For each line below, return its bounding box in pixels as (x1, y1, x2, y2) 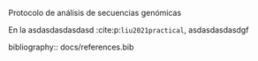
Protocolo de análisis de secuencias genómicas (8, 8, 182, 18)
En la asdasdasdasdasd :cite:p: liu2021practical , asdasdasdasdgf (8, 25, 249, 34)
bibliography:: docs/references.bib (8, 42, 134, 52)
